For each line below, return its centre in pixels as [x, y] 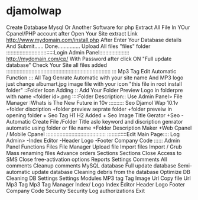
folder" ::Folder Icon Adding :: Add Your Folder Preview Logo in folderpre [95, 90]
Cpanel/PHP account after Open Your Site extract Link [72, 33]
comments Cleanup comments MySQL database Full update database [91, 165]
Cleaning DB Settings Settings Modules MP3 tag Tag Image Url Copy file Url [98, 178]
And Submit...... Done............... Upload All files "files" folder [78, 46]
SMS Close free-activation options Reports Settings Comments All [87, 159]
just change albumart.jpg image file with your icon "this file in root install [94, 83]
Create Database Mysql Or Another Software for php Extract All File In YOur [98, 27]
